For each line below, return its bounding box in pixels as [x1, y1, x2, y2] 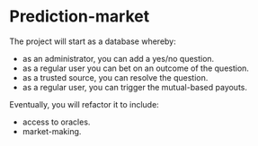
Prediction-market [9, 6, 150, 27]
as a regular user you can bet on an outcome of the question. [22, 63, 250, 73]
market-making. [22, 125, 82, 136]
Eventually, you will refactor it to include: [9, 99, 159, 109]
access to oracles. [22, 116, 91, 127]
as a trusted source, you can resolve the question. [22, 72, 209, 82]
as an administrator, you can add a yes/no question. [22, 53, 215, 64]
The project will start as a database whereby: [9, 36, 177, 47]
